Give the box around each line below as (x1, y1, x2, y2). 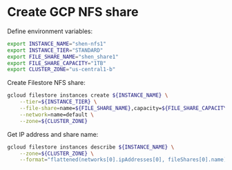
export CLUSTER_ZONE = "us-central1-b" (7, 66, 116, 73)
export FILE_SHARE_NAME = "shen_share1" (7, 53, 119, 60)
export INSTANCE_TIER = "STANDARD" (7, 46, 104, 54)
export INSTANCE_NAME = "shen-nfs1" (7, 40, 107, 47)
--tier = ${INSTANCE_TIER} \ (19, 98, 97, 106)
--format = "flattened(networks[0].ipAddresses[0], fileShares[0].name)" (19, 156, 230, 163)
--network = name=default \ (19, 111, 95, 118)
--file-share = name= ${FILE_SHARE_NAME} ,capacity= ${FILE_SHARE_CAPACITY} (19, 105, 230, 112)
